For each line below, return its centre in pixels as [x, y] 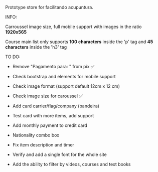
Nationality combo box [36, 135]
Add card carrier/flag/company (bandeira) [56, 106]
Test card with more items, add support [53, 116]
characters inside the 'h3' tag [36, 47]
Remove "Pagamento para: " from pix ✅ [53, 66]
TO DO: [13, 57]
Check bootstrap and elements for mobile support [64, 76]
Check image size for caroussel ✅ [47, 96]
